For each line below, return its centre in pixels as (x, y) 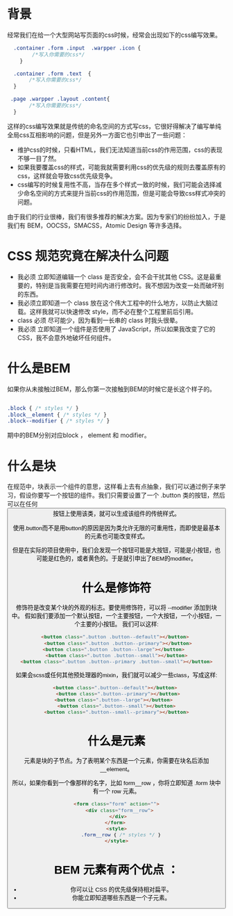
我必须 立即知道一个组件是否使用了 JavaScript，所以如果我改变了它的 (116, 329)
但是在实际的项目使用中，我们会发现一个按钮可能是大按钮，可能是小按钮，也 (116, 550)
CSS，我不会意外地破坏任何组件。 (66, 338)
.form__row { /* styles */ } (121, 835)
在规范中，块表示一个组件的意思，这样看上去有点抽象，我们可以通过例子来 (113, 487)
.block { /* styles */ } (43, 408)
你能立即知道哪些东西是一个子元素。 (122, 898)
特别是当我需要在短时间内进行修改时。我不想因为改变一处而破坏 (127, 285)
